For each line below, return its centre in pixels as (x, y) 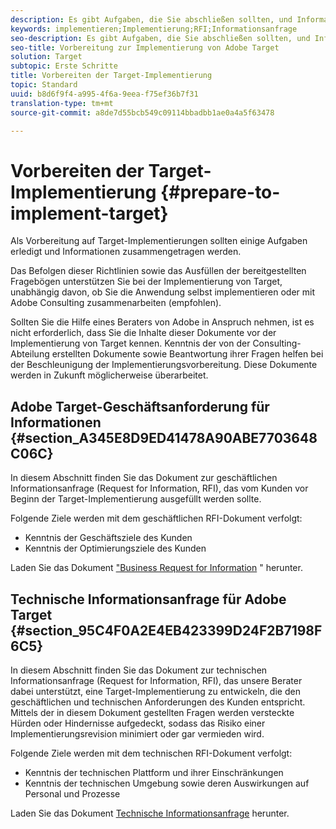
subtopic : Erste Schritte (64, 66)
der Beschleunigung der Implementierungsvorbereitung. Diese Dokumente (164, 365)
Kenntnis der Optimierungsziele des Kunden (115, 548)
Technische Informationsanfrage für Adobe (148, 599)
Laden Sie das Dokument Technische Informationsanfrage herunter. (150, 813)
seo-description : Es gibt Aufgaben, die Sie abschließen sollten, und (160, 38)
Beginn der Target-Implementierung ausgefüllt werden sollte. (136, 499)
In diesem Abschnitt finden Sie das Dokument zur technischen (139, 670)
